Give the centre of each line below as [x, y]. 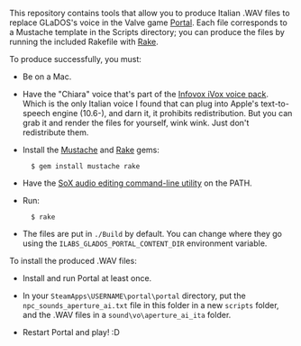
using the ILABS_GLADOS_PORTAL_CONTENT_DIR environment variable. [145, 243]
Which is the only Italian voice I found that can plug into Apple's [141, 104]
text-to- [275, 104]
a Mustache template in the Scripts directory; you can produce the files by [147, 32]
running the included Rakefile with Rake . [84, 41]
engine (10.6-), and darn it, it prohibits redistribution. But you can [173, 113]
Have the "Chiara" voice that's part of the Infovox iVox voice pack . [145, 94]
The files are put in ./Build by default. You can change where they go [152, 234]
